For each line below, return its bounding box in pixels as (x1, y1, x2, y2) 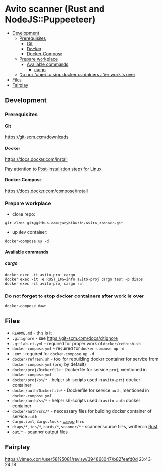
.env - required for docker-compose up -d (12, 350, 94, 356)
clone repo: (12, 211, 36, 217)
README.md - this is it (12, 330, 52, 336)
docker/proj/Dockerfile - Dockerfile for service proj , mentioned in (12, 366, 147, 372)
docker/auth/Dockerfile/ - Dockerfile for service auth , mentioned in (12, 387, 149, 393)
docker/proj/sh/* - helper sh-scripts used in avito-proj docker (12, 376, 141, 383)
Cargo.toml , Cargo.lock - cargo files (12, 418, 84, 424)
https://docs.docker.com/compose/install (5, 188, 88, 194)
